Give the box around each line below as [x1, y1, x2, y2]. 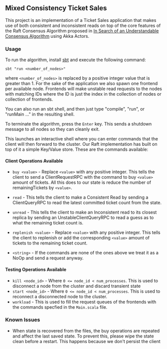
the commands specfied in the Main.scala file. [12, 304, 108, 310]
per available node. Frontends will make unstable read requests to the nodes [5, 86, 162, 92]
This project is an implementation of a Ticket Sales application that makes [5, 17, 157, 23]
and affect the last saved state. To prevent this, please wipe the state [12, 333, 154, 339]
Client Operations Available [5, 158, 63, 164]
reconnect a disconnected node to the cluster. [12, 293, 108, 299]
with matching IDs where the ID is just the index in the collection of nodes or [5, 91, 162, 97]
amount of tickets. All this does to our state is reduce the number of [12, 179, 151, 186]
